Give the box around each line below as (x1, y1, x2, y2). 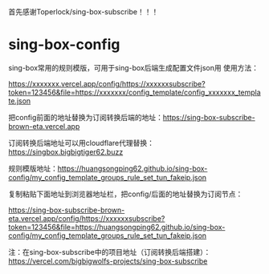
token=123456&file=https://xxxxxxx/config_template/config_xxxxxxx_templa (8, 87, 261, 97)
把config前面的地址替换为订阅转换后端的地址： (8, 112, 163, 122)
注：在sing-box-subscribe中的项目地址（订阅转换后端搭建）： (8, 247, 211, 256)
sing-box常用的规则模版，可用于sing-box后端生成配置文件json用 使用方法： (8, 62, 259, 72)
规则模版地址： (8, 163, 58, 173)
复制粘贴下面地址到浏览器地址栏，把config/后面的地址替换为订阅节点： (8, 189, 243, 199)
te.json (8, 95, 31, 106)
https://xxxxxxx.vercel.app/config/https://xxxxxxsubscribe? (8, 79, 206, 88)
